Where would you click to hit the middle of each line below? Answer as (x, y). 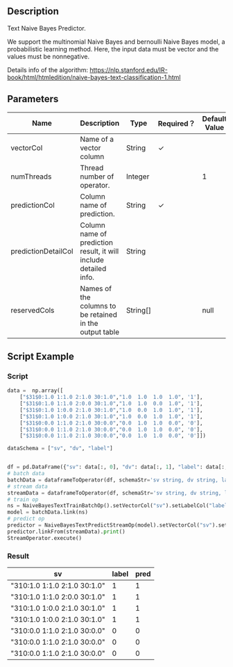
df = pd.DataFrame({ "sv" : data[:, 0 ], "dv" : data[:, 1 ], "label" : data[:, (118, 467)
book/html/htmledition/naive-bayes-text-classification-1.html (94, 77)
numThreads (31, 176)
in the (89, 323)
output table (100, 331)
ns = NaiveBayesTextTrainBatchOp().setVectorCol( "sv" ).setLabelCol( (108, 506)
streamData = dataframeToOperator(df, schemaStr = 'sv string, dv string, (114, 493)
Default (215, 119)
